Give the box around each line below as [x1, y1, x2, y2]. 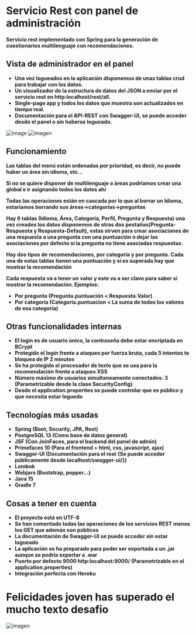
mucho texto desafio [6, 603, 109, 616]
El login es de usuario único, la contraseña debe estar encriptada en [14, 337, 183, 344]
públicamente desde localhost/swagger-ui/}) [14, 456, 127, 464]
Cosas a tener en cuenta [6, 499, 97, 509]
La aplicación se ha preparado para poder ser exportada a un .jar [14, 545, 175, 552]
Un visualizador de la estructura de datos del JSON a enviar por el [14, 87, 178, 94]
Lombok [14, 463, 35, 470]
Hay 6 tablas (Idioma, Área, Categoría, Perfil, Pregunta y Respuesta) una [6, 215, 185, 222]
